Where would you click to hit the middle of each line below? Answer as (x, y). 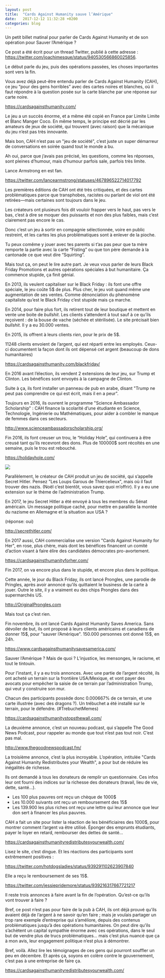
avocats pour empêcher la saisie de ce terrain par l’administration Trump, (79, 683)
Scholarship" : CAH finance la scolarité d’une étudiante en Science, (73, 408)
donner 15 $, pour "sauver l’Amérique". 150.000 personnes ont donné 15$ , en (82, 634)
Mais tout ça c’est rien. (28, 614)
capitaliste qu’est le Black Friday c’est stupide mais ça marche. (68, 300)
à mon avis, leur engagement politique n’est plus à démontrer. (68, 941)
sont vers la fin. (21, 72)
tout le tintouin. (20, 664)
